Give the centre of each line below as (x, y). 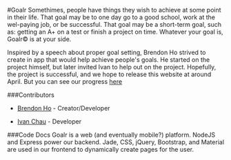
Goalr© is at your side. (39, 39)
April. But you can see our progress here (65, 81)
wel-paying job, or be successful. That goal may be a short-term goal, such (114, 24)
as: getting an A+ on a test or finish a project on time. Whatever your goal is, (115, 32)
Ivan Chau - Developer (49, 122)
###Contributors (31, 95)
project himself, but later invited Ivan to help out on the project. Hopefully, (112, 67)
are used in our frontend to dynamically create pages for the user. (101, 149)
